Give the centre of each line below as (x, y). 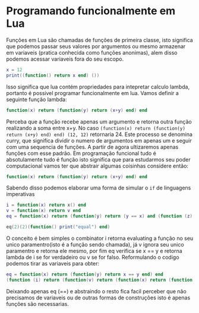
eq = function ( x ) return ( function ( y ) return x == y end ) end (85, 274)
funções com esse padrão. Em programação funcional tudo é (81, 153)
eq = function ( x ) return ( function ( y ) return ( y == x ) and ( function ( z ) (99, 216)
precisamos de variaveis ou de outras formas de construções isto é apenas (98, 298)
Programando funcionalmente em (91, 11)
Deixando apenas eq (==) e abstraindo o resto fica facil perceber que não (97, 291)
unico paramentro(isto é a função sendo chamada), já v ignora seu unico (95, 244)
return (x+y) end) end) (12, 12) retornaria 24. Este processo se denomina (99, 134)
